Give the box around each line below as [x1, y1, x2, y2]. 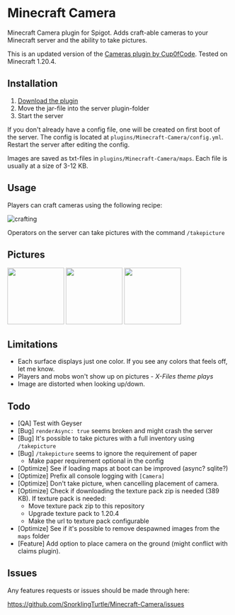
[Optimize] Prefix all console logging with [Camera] [17, 472, 165, 480]
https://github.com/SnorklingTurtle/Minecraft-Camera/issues [7, 599, 185, 608]
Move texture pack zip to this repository [28, 502, 145, 510]
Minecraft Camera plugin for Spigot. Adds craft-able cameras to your [7, 28, 209, 37]
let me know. [17, 364, 55, 373]
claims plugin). [17, 547, 61, 555]
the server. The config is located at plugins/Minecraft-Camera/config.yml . [7, 132, 224, 141]
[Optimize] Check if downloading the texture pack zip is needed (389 [17, 487, 219, 495]
